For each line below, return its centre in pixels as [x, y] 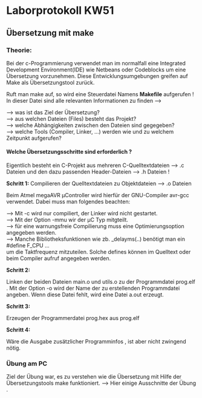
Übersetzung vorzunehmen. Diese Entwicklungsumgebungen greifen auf [97, 76]
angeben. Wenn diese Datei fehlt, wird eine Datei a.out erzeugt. [85, 295]
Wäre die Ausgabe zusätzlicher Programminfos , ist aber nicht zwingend [96, 342]
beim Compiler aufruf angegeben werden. [58, 258]
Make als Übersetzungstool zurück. [50, 82]
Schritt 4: [18, 330]
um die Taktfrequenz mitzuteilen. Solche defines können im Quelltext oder [99, 252]
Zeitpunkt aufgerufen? [34, 138]
